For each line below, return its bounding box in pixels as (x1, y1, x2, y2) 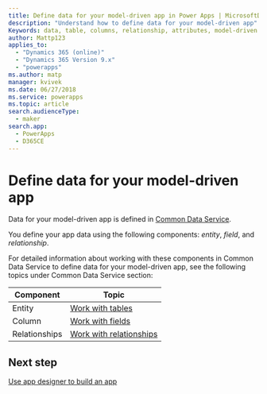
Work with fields (70, 315, 131, 326)
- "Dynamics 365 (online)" (15, 48, 105, 56)
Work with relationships (70, 329, 158, 340)
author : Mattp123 (8, 33, 66, 42)
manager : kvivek (8, 78, 62, 86)
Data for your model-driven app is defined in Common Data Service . (8, 214, 232, 224)
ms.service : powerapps (8, 93, 83, 101)
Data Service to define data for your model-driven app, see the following (8, 262, 246, 272)
